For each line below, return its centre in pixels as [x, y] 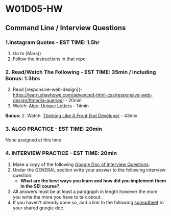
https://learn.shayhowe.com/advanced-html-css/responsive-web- [83, 95]
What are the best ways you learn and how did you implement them [93, 181]
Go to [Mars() [27, 53]
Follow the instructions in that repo [49, 59]
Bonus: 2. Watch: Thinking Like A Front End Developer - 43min [71, 116]
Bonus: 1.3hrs [23, 78]
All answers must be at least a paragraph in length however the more [85, 191]
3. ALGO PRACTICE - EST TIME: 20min [54, 129]
